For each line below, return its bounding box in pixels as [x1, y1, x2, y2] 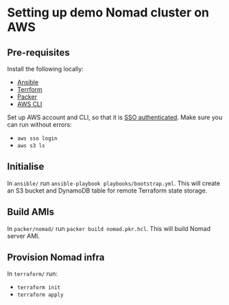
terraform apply [16, 291, 64, 299]
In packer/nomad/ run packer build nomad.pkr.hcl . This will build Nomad [7, 224, 211, 232]
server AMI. [7, 232, 40, 240]
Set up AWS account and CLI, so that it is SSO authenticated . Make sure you [7, 113, 223, 121]
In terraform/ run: [7, 269, 58, 278]
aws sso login [16, 135, 58, 142]
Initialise [7, 161, 45, 173]
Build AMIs [7, 206, 55, 218]
